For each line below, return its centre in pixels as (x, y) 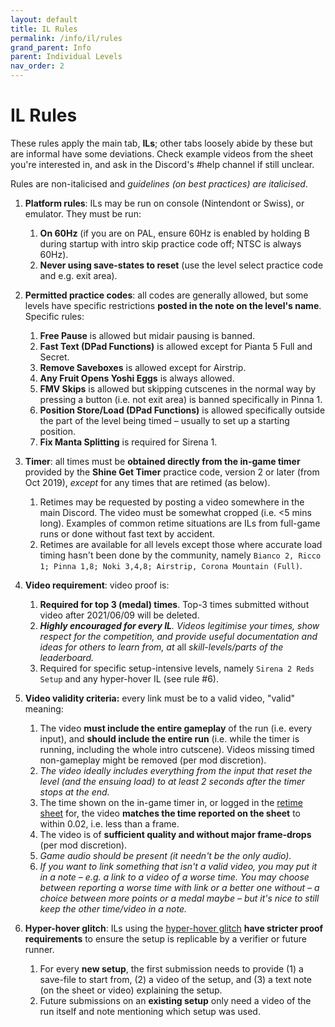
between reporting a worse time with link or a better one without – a (179, 887)
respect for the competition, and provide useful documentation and (178, 636)
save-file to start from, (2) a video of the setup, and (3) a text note (175, 979)
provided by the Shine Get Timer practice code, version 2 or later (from (172, 472)
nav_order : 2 (37, 66)
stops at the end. (74, 792)
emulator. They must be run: (83, 213)
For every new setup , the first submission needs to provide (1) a (171, 968)
